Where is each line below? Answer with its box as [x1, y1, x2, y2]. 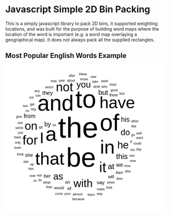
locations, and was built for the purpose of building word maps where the [5, 25, 159, 32]
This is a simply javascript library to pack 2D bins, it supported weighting [5, 20, 158, 26]
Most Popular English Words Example [5, 51, 127, 60]
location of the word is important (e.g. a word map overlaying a [5, 31, 137, 37]
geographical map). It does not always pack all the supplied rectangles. [5, 37, 155, 43]
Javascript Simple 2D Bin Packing [5, 4, 150, 15]
